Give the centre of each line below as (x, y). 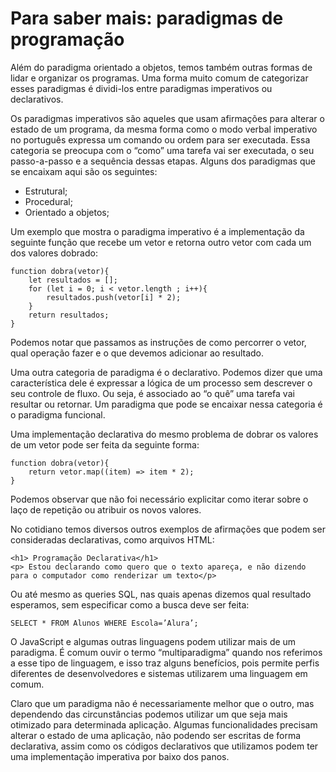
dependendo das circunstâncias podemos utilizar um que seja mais (149, 714)
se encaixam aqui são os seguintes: (84, 171)
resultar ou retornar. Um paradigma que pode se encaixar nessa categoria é (166, 404)
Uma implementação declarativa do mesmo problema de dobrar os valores (164, 434)
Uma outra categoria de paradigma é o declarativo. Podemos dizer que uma (166, 372)
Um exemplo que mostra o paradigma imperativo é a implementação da (157, 231)
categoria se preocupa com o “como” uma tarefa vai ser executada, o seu (162, 150)
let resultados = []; (73, 280)
